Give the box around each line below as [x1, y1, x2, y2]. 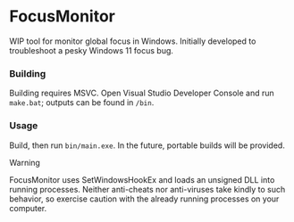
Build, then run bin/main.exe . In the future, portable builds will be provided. [9, 140, 286, 151]
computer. [9, 202, 47, 213]
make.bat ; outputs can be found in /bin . [9, 97, 155, 108]
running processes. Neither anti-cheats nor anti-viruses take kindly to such [9, 184, 286, 194]
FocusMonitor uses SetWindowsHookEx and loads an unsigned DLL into [9, 174, 275, 185]
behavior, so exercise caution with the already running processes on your [9, 193, 280, 204]
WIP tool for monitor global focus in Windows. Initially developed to [9, 36, 256, 46]
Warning [9, 157, 40, 168]
